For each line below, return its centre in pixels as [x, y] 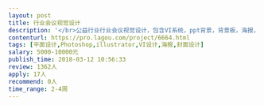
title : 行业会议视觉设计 [45, 23]
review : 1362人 [33, 67]
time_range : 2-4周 [38, 89]
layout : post [30, 15]
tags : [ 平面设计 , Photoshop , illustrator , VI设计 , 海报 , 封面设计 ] [106, 45]
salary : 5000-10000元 [43, 52]
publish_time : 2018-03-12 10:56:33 [67, 60]
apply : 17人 [27, 74]
